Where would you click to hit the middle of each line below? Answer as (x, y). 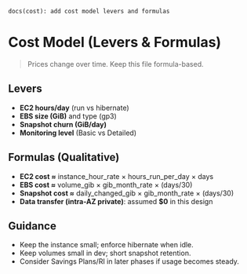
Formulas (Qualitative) (64, 157)
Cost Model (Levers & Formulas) (115, 42)
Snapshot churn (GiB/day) (63, 124)
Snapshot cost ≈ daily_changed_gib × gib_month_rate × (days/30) (126, 193)
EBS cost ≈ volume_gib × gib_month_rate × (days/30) (106, 184)
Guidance (32, 226)
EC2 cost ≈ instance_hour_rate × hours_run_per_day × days (116, 176)
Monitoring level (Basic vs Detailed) (78, 133)
